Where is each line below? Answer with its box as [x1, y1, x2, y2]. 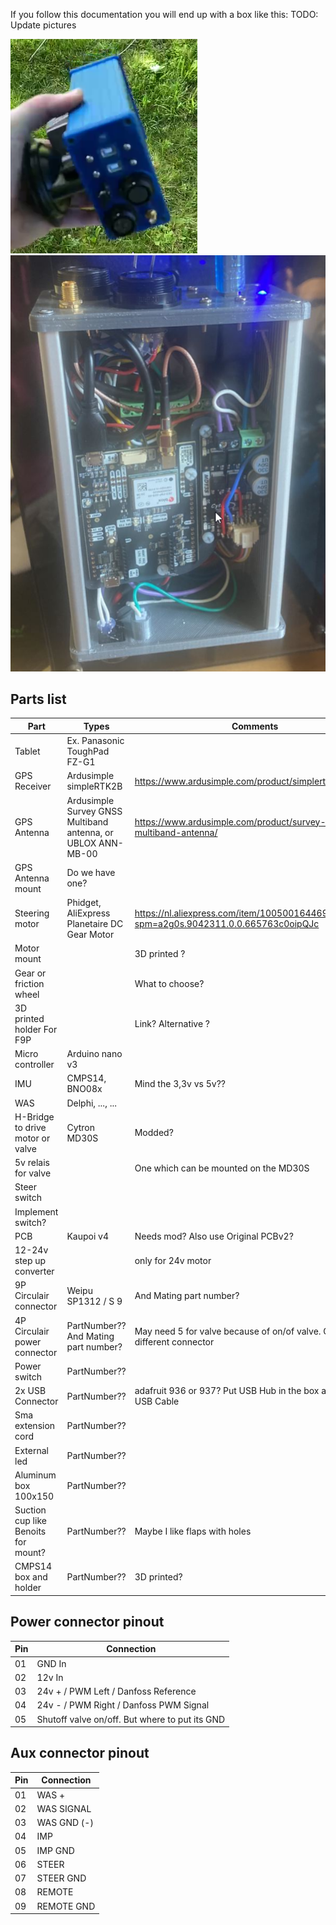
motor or [14, 1132, 51, 1144]
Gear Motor [66, 929, 115, 941]
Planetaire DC [66, 918, 124, 930]
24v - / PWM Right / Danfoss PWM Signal [36, 1699, 210, 1711]
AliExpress [66, 907, 111, 919]
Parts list [10, 691, 67, 708]
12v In [36, 1671, 64, 1683]
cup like [14, 1515, 47, 1527]
